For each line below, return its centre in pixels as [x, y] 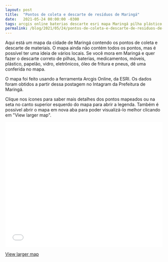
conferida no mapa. [25, 69]
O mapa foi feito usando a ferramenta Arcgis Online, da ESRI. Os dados [78, 79]
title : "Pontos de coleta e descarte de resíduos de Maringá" [72, 14]
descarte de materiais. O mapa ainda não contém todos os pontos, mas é [80, 48]
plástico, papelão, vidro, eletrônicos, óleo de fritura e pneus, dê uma [75, 64]
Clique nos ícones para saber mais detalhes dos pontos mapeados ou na [80, 99]
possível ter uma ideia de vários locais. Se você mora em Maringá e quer [80, 53]
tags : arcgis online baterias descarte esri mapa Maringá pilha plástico [84, 24]
